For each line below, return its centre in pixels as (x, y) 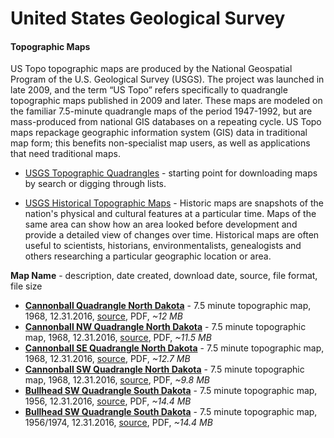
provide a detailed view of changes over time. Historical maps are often (172, 235)
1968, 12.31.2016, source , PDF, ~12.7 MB (107, 359)
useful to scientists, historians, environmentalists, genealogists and (163, 246)
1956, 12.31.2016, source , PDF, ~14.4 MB (108, 401)
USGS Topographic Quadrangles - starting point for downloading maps (171, 173)
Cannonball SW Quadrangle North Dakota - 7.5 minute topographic (164, 369)
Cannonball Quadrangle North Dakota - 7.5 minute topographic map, (168, 306)
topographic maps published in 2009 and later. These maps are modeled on (166, 101)
